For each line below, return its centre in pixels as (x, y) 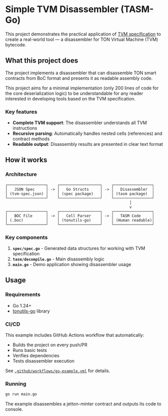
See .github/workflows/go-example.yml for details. (58, 371)
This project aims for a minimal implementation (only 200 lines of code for (82, 88)
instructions (25, 128)
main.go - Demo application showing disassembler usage (72, 265)
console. (14, 409)
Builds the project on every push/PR (50, 345)
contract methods (31, 139)
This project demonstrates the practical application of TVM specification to (83, 34)
